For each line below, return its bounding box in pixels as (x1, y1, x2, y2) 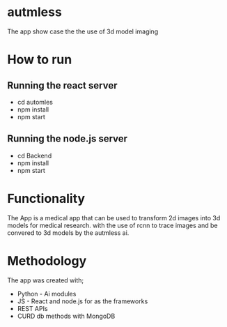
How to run (7, 52, 72, 68)
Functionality (7, 190, 86, 206)
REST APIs (17, 304, 48, 312)
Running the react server (7, 79, 118, 91)
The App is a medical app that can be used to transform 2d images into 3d (7, 213, 221, 222)
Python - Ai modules (17, 289, 77, 298)
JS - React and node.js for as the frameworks (17, 297, 148, 305)
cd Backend (17, 151, 52, 160)
